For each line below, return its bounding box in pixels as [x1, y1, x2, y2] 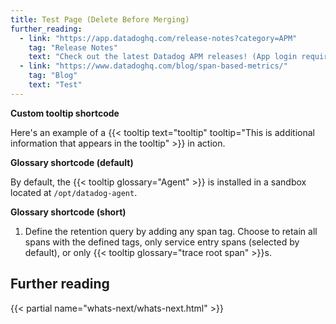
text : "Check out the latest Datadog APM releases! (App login [28, 52, 298, 62]
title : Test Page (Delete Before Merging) [10, 14, 190, 25]
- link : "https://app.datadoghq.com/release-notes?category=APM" [19, 33, 298, 43]
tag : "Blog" [28, 71, 78, 81]
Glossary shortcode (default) [10, 156, 134, 168]
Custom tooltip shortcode [10, 107, 120, 119]
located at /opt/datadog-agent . [10, 186, 138, 198]
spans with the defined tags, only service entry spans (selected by [24, 236, 300, 248]
